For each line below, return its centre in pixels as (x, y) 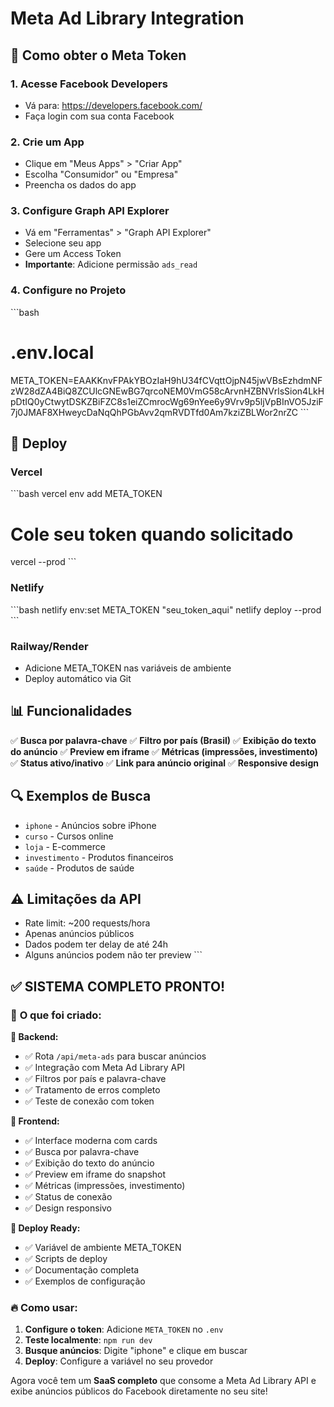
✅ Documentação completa (82, 1270)
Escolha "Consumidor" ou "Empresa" (101, 174)
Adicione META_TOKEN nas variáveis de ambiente (128, 668)
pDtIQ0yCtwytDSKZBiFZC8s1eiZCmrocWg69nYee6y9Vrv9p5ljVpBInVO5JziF (167, 401)
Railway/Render (49, 646)
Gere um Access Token (73, 254)
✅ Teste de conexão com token (89, 1101)
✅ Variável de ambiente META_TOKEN (103, 1248)
